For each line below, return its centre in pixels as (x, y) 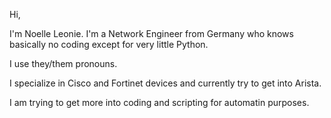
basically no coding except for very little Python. (109, 44)
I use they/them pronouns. (63, 63)
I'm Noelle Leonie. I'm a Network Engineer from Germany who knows (151, 33)
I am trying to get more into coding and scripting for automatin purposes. (159, 102)
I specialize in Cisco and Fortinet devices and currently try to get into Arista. (165, 83)
